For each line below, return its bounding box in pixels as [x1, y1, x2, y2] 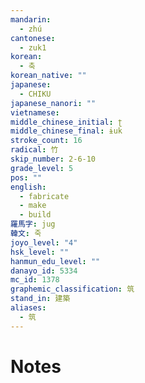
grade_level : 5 [10, 163, 74, 173]
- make [19, 201, 47, 211]
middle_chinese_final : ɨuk [10, 126, 123, 136]
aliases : [10, 303, 47, 313]
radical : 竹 [10, 145, 59, 155]
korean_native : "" [10, 71, 87, 81]
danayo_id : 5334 [10, 266, 78, 276]
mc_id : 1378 [10, 275, 60, 285]
